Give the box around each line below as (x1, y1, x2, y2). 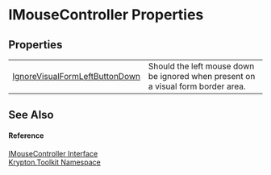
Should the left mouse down (148, 60, 255, 72)
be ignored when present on (148, 71, 256, 81)
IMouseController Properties (8, 6, 204, 24)
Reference (8, 131, 44, 140)
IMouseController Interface (8, 148, 98, 158)
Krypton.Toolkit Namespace (8, 157, 101, 167)
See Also (8, 108, 54, 122)
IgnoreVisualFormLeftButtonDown (12, 71, 141, 81)
